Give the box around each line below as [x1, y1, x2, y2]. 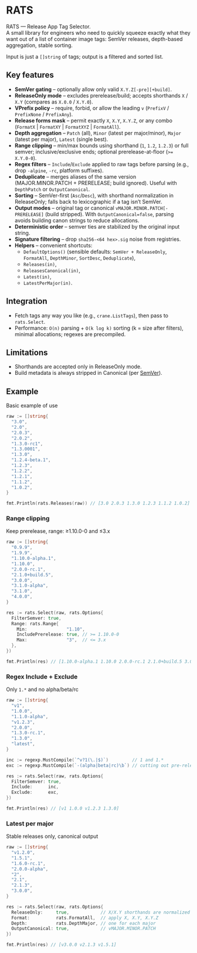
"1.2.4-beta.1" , [11, 457, 51, 463]
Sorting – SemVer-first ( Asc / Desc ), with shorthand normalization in [14, 192, 174, 199]
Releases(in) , [23, 260, 57, 267]
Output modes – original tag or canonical [14, 204, 114, 212]
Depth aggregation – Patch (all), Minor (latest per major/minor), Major [14, 129, 182, 136]
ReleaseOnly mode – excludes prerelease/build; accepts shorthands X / [14, 92, 188, 99]
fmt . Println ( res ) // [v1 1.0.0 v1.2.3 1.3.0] [6, 806, 119, 811]
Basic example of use [6, 402, 58, 409]
